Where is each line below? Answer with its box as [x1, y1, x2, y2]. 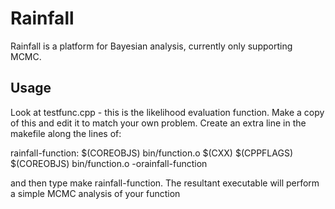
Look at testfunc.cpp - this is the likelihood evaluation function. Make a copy [10, 106, 325, 118]
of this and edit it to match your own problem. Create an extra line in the [10, 117, 307, 129]
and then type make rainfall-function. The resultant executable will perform [10, 177, 320, 189]
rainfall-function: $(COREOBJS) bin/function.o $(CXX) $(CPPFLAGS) [10, 147, 293, 159]
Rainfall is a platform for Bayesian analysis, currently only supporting [10, 40, 293, 52]
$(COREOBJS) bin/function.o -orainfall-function [10, 157, 208, 169]
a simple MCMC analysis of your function [10, 187, 181, 199]
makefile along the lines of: [10, 127, 122, 139]
